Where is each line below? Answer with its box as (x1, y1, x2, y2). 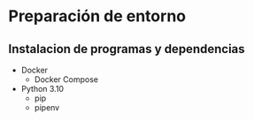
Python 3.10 (20, 84, 64, 94)
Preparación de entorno (8, 6, 187, 26)
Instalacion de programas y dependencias (8, 42, 245, 57)
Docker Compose (34, 74, 99, 85)
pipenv (34, 102, 60, 112)
